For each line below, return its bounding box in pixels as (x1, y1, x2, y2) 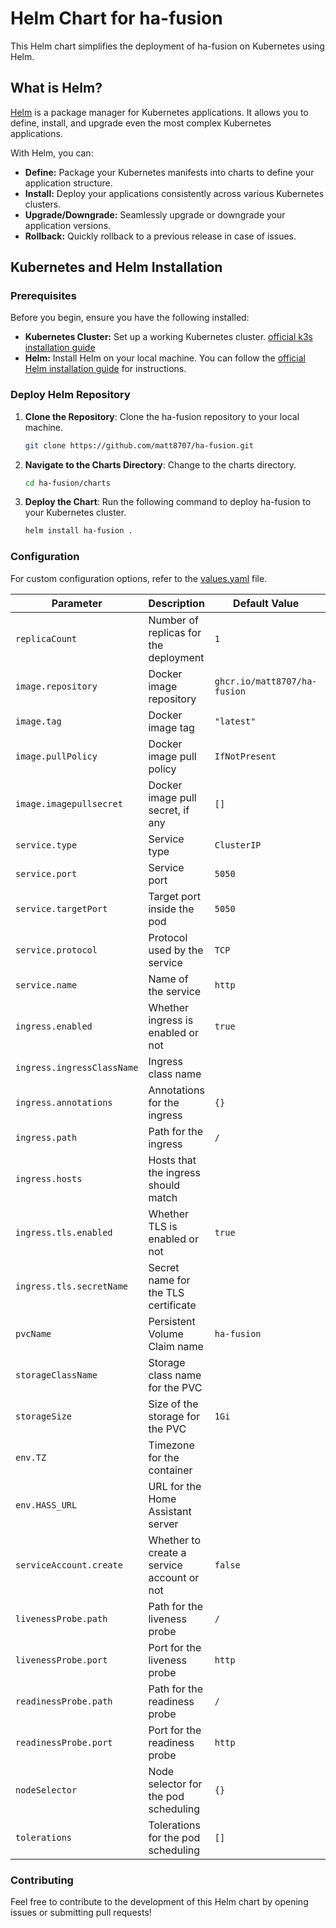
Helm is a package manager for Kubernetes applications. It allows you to (10, 106, 309, 118)
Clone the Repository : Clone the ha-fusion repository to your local (24, 410, 300, 422)
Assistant (148, 1504, 192, 1518)
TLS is (148, 1219, 178, 1233)
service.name (15, 979, 78, 991)
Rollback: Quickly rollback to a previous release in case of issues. (24, 230, 297, 242)
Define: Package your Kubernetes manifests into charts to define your (24, 166, 315, 178)
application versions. (24, 219, 112, 231)
